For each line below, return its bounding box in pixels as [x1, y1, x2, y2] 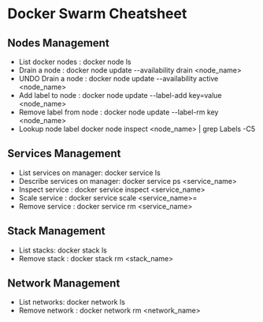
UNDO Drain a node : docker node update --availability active [18, 74, 219, 83]
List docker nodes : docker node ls [18, 57, 131, 66]
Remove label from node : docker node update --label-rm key [18, 107, 219, 117]
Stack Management [7, 224, 106, 238]
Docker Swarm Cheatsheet [7, 5, 187, 23]
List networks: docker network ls [18, 298, 125, 307]
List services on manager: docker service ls [18, 167, 161, 178]
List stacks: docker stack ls [18, 245, 107, 255]
